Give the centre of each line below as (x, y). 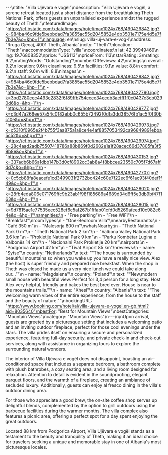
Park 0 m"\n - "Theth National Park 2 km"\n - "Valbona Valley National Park (83, 231)
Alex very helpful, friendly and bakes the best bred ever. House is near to (81, 285)
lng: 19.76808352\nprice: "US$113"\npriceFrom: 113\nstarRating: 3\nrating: (82, 55)
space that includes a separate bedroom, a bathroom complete (96, 364)
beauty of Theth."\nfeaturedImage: (41, 23)
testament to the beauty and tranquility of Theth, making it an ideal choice (81, 437)
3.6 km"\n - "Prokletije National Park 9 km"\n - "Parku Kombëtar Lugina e (81, 237)
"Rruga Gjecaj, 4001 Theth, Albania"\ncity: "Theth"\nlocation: (68, 44)
